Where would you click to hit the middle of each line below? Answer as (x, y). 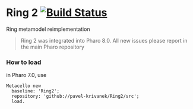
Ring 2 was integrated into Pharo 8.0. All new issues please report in (104, 40)
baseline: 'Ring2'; (36, 91)
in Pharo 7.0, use (26, 75)
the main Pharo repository (53, 47)
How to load (24, 62)
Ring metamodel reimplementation (48, 29)
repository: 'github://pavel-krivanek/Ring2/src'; (75, 97)
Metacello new (24, 86)
